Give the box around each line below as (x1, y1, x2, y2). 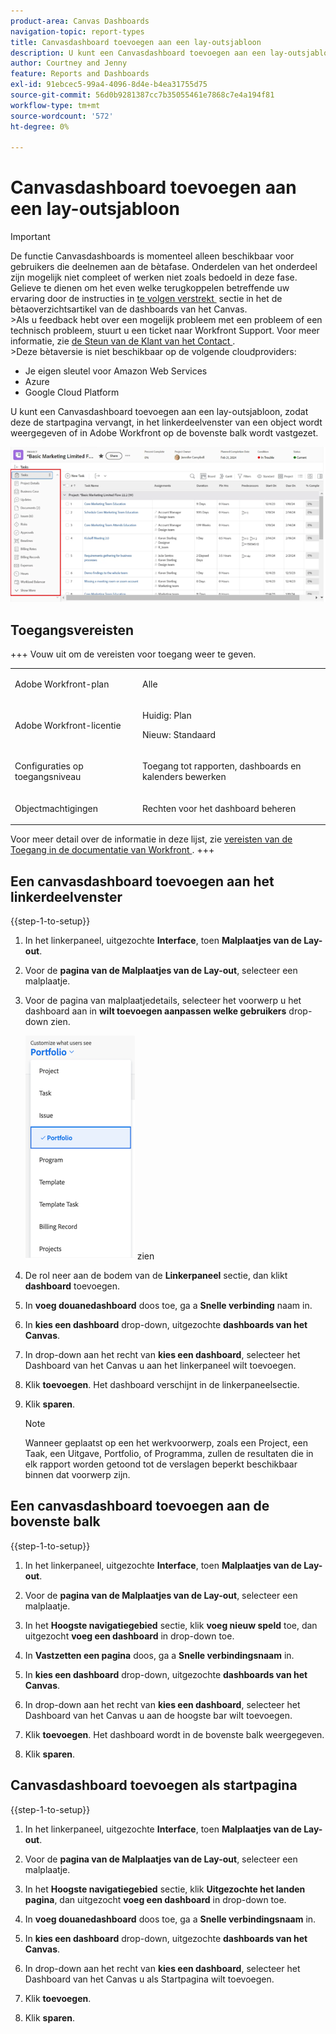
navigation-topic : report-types (10, 26, 145, 37)
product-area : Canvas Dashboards (10, 16, 150, 26)
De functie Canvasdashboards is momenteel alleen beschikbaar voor (10, 250, 295, 262)
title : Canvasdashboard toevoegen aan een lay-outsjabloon (10, 37, 262, 47)
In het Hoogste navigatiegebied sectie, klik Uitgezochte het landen (24, 1883, 306, 1895)
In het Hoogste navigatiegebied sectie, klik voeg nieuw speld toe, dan (24, 1619, 318, 1631)
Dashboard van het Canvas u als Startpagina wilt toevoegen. (24, 1973, 275, 1985)
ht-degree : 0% (10, 121, 70, 132)
